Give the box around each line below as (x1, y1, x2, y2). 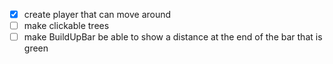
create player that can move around (23, 9, 172, 20)
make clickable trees (23, 20, 110, 32)
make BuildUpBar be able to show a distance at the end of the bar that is (23, 31, 323, 43)
